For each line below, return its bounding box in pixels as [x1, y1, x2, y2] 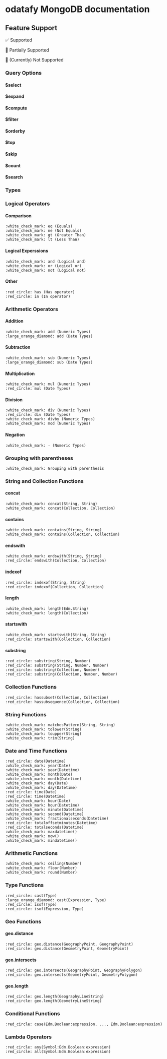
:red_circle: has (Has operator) [5, 289, 75, 294]
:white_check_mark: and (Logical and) [5, 259, 86, 264]
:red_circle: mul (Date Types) [5, 386, 71, 391]
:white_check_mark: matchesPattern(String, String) [5, 722, 115, 727]
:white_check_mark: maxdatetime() [5, 829, 78, 835]
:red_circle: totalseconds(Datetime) [5, 825, 84, 830]
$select [5, 82, 22, 88]
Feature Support [5, 24, 58, 32]
